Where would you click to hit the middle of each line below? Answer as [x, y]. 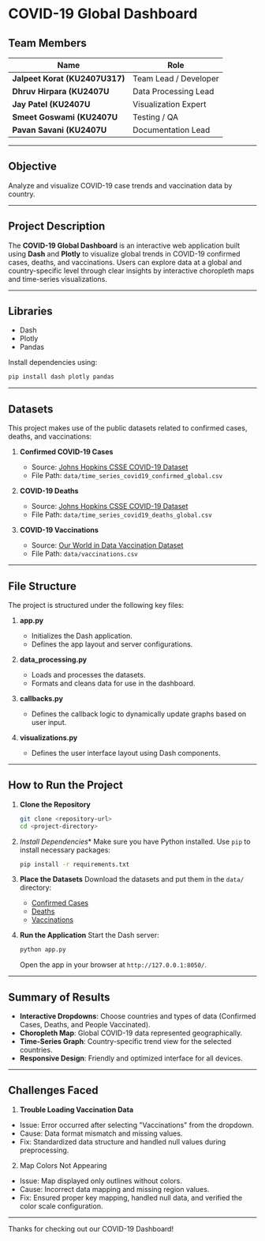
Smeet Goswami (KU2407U [65, 117]
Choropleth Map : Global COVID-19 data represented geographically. [131, 1033]
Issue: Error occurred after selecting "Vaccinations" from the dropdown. [136, 1125]
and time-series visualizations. [58, 279]
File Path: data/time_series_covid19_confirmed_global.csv [127, 476]
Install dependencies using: [53, 362]
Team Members [47, 43]
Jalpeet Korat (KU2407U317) [69, 78]
